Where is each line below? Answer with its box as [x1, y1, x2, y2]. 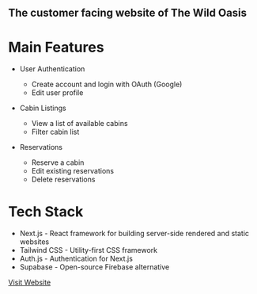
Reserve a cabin [31, 158, 85, 167]
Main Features [8, 38, 104, 56]
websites [19, 237, 50, 246]
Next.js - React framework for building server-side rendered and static [19, 229, 250, 239]
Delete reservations [31, 174, 96, 185]
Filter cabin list [31, 127, 80, 137]
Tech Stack [8, 202, 84, 220]
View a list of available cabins [31, 119, 128, 128]
